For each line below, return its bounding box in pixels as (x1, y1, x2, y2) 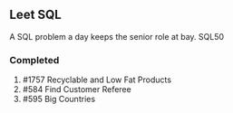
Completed (9, 53, 60, 66)
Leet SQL (9, 7, 62, 23)
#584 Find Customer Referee (22, 84, 131, 95)
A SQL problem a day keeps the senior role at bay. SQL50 (9, 31, 225, 42)
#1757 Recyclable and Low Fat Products (22, 74, 172, 85)
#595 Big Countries (22, 94, 96, 105)
